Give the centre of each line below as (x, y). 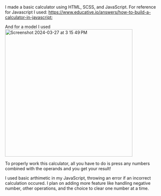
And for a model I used (28, 27)
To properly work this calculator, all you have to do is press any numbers (78, 163)
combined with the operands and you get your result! (58, 169)
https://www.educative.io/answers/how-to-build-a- (100, 12)
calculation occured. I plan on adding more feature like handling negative (78, 183)
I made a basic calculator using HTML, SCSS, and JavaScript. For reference (80, 7)
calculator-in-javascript (28, 17)
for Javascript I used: (26, 12)
